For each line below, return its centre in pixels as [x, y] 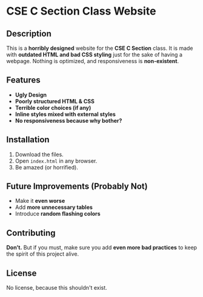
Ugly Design [31, 95]
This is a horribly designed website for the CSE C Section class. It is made [100, 48]
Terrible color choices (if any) [53, 108]
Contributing [31, 233]
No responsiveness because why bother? [68, 120]
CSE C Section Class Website [81, 11]
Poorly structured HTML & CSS [55, 101]
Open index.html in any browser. [56, 161]
